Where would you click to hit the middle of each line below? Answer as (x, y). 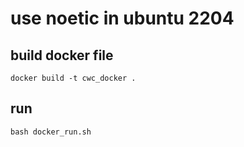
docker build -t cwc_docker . (73, 78)
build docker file (62, 55)
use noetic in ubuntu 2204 (122, 18)
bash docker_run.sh (51, 132)
